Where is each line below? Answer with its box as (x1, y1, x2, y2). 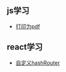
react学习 (7, 42, 43, 52)
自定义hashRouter (15, 59, 60, 66)
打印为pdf (15, 23, 41, 30)
